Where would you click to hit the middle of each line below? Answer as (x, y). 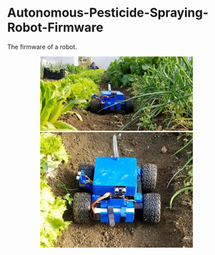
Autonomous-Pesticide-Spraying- (108, 13)
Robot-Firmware (55, 27)
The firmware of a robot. (42, 47)
